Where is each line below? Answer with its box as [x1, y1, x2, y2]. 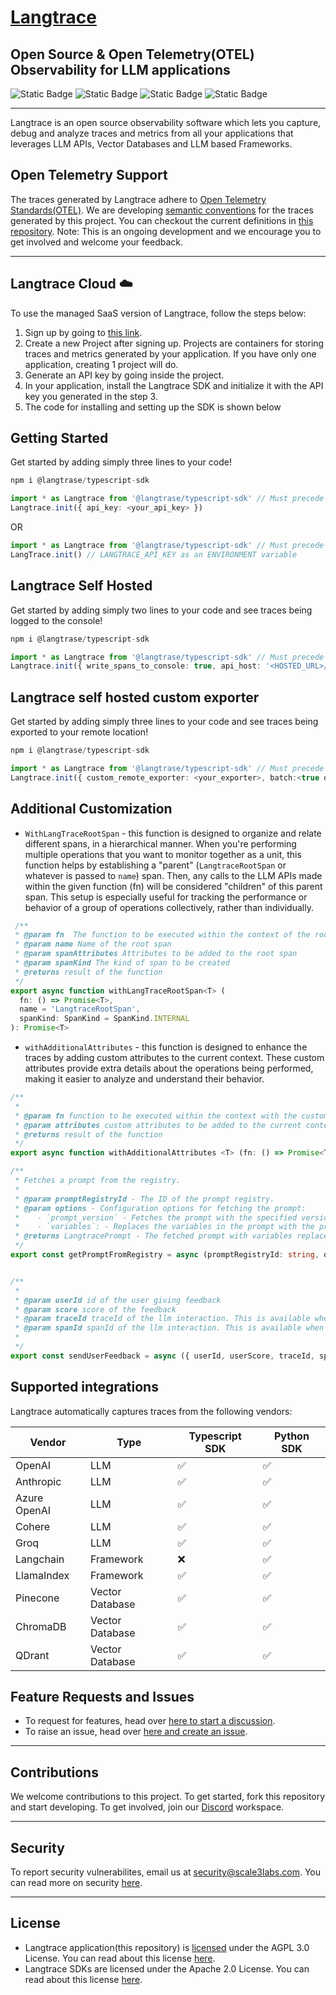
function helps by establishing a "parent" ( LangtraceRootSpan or [24, 859, 287, 871]
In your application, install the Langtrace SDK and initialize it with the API [24, 379, 324, 391]
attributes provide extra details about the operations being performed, [24, 1062, 314, 1074]
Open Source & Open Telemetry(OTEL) [10, 46, 255, 63]
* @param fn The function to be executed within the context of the [14, 930, 311, 940]
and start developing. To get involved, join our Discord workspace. [10, 1801, 285, 1813]
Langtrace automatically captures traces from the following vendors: [10, 1405, 293, 1417]
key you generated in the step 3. [24, 390, 158, 402]
